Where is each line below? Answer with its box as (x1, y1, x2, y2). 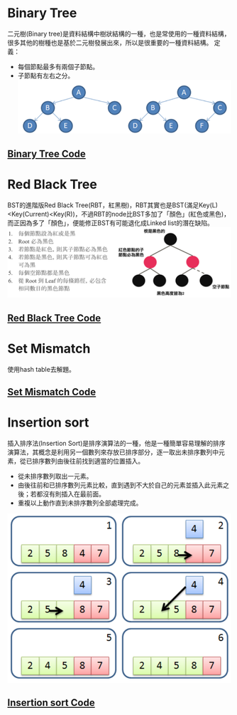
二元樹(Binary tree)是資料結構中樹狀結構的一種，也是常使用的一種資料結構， (7, 29, 231, 38)
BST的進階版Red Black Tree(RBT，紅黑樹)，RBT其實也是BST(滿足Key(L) (7, 201, 219, 209)
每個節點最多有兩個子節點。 (17, 62, 99, 71)
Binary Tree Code (7, 147, 87, 160)
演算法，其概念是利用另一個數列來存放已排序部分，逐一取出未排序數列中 (7, 447, 219, 456)
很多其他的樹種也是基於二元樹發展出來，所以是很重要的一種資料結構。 (7, 38, 213, 47)
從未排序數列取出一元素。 (17, 471, 93, 480)
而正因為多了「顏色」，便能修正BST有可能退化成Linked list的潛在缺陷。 (7, 219, 214, 227)
